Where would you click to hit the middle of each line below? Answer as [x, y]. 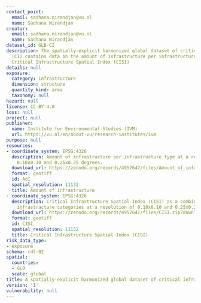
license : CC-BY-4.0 [31, 106]
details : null [24, 67]
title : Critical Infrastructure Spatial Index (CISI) [80, 235]
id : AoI [21, 179]
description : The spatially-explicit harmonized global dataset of [92, 51]
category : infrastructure [44, 79]
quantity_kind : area [37, 90]
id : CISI [22, 224]
